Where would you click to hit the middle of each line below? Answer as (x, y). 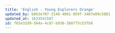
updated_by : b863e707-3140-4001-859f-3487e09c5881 (58, 14)
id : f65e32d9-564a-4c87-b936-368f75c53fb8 (49, 23)
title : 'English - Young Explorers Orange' (50, 9)
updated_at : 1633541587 (29, 18)
